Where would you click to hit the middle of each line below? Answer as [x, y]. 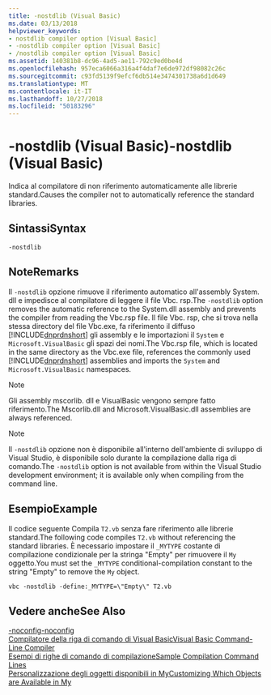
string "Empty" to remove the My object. [74, 571]
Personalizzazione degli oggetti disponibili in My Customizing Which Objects [135, 674]
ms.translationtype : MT [49, 83]
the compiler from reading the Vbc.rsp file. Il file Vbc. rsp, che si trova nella [133, 318]
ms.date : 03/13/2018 [43, 23]
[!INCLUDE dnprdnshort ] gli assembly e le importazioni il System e [116, 335]
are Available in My [40, 682]
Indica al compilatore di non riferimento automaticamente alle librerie [123, 186]
